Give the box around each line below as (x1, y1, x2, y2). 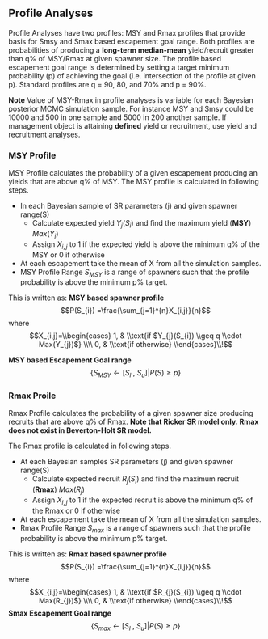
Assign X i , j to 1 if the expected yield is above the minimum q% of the (31, 239, 260, 251)
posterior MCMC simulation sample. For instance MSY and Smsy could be (8, 104, 254, 113)
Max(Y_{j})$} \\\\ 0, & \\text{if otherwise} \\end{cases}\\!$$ (38, 340, 233, 349)
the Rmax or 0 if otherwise (31, 506, 121, 515)
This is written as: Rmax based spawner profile (8, 549, 167, 559)
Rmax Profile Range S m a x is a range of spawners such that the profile (19, 523, 252, 535)
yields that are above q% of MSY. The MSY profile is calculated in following (8, 177, 260, 187)
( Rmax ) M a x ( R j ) (31, 485, 85, 496)
